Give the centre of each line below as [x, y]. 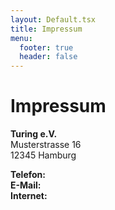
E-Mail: [26, 185]
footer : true [46, 47]
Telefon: [28, 175]
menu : [21, 38]
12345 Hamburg [43, 155]
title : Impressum [46, 29]
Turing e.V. [34, 134]
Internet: [29, 196]
